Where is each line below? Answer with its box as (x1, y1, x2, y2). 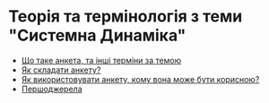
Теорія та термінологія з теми (8, 6, 243, 27)
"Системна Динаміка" (8, 25, 187, 46)
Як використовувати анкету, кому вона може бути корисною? (21, 73, 260, 84)
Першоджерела (21, 83, 82, 94)
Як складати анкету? (21, 64, 101, 75)
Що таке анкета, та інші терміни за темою (21, 55, 181, 65)
